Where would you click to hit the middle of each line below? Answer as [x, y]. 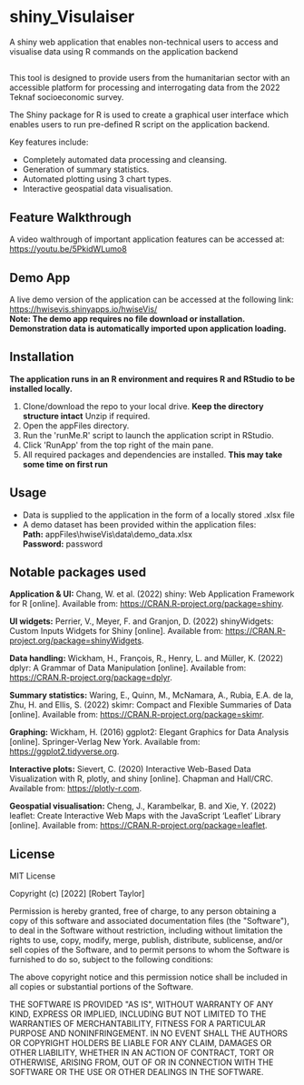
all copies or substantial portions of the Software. [101, 987]
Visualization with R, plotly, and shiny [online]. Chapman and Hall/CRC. [142, 779]
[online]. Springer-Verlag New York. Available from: [105, 742]
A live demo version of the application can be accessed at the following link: [152, 299]
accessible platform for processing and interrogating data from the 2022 [145, 87]
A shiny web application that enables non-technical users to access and [144, 42]
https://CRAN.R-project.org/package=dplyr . [91, 678]
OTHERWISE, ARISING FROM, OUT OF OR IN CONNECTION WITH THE [142, 1062]
